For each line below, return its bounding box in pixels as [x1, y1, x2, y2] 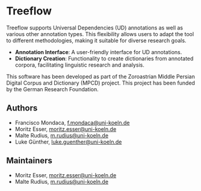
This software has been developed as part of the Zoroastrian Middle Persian [6, 73, 196, 80]
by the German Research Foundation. [6, 85, 99, 92]
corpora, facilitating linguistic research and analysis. [14, 61, 144, 68]
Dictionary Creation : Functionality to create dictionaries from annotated [14, 55, 194, 62]
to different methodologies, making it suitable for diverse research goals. [6, 37, 187, 44]
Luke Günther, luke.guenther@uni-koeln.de [14, 138, 122, 145]
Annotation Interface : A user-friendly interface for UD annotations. [14, 48, 182, 55]
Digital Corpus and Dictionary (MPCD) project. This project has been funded [6, 79, 196, 86]
